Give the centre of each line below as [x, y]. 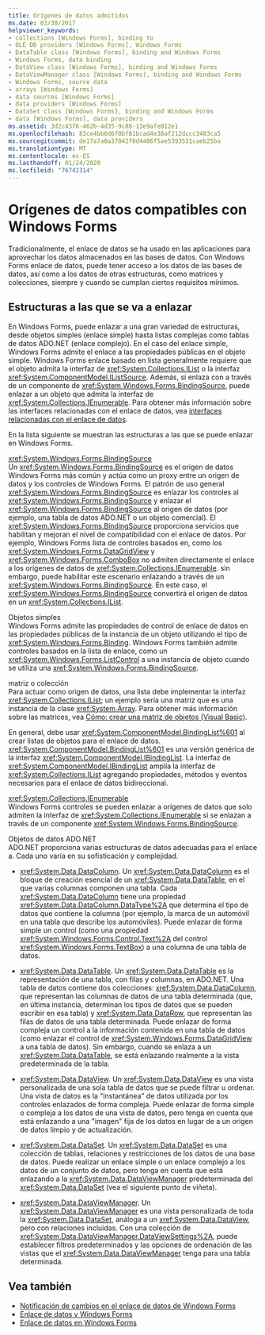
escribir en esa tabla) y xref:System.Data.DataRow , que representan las [136, 1013]
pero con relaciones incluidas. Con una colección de [105, 1228]
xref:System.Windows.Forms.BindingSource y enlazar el [100, 500]
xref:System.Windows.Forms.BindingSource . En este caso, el [108, 585]
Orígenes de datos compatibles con [128, 210]
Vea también [40, 1287]
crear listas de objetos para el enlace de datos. [85, 741]
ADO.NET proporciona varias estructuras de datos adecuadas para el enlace [133, 847]
